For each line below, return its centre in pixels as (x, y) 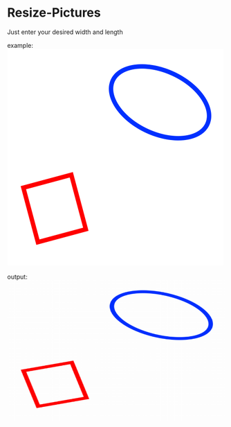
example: (20, 45)
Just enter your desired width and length (65, 32)
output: (17, 277)
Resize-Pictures (54, 13)
